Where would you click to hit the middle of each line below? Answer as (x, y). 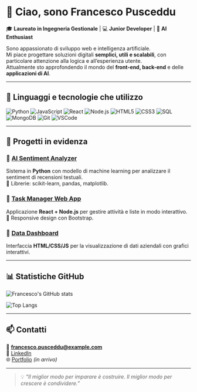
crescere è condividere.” (50, 383)
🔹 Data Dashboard (32, 233)
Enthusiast (20, 37)
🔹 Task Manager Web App (44, 199)
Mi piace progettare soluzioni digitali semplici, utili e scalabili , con (86, 55)
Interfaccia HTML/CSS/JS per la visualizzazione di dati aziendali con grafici (97, 246)
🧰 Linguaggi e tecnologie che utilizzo (75, 97)
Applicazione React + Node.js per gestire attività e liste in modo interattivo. (97, 211)
